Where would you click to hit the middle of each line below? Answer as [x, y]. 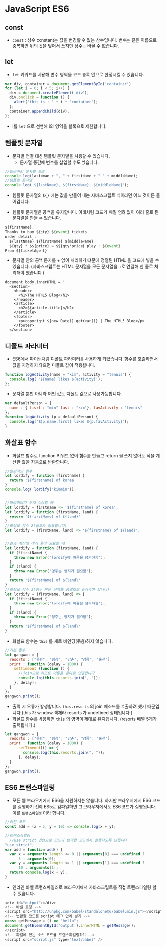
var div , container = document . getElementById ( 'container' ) [68, 84]
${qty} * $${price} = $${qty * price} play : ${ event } [65, 246]
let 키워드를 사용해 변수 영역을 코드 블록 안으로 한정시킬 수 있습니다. [78, 74]
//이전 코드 [15, 822]
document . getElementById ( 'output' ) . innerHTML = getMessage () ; [70, 926]
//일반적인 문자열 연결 [25, 172]
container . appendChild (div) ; [40, 111]
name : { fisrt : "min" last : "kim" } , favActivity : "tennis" [76, 408]
